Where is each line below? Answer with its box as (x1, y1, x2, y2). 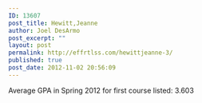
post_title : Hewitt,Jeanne (8, 19, 98, 27)
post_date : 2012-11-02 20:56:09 (8, 64, 116, 72)
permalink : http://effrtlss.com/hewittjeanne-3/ (8, 49, 173, 57)
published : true (8, 57, 62, 65)
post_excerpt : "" (8, 34, 66, 42)
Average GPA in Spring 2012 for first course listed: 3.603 (8, 85, 194, 95)
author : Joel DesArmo (8, 26, 81, 34)
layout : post (8, 42, 52, 50)
